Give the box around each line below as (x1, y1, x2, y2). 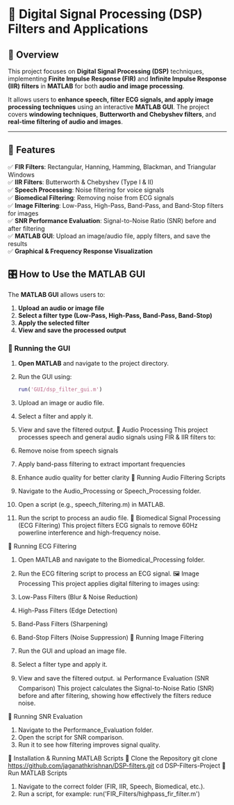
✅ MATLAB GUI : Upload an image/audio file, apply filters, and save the (8, 231, 211, 240)
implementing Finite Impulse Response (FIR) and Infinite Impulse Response (8, 74, 227, 83)
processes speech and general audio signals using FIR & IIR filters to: (17, 432, 216, 441)
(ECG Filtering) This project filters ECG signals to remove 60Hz (17, 521, 198, 529)
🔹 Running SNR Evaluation (8, 712, 83, 720)
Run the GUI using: (17, 372, 72, 381)
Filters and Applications (8, 21, 149, 37)
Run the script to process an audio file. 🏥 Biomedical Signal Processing (17, 514, 221, 522)
